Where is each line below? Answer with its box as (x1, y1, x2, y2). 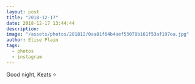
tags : (6, 43, 20, 49)
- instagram (12, 54, 43, 60)
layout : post (6, 8, 40, 15)
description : (6, 25, 40, 32)
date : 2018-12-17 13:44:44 (6, 20, 75, 26)
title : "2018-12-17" (6, 15, 59, 21)
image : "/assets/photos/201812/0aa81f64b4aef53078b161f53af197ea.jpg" (6, 31, 190, 37)
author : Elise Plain (6, 37, 59, 43)
